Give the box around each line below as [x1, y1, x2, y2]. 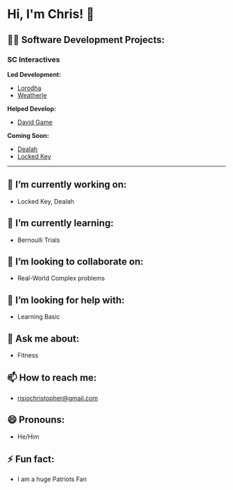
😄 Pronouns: [7, 414, 65, 426]
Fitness [17, 351, 39, 359]
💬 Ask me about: [7, 333, 80, 344]
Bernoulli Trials [17, 236, 60, 244]
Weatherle [17, 91, 47, 99]
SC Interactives [7, 55, 60, 64]
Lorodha [17, 83, 42, 92]
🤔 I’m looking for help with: [7, 294, 125, 306]
